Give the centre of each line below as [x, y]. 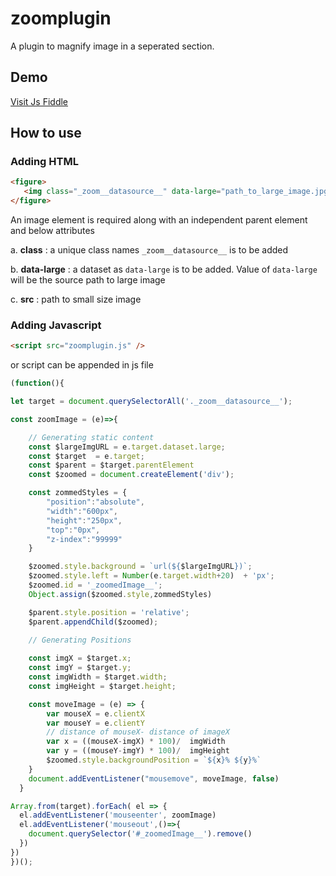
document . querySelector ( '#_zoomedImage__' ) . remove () [140, 834]
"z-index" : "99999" [84, 539]
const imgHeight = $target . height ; [102, 686]
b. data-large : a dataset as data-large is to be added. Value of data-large [164, 269]
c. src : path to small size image [76, 299]
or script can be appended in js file [82, 365]
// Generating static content [91, 437]
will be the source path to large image [88, 280]
